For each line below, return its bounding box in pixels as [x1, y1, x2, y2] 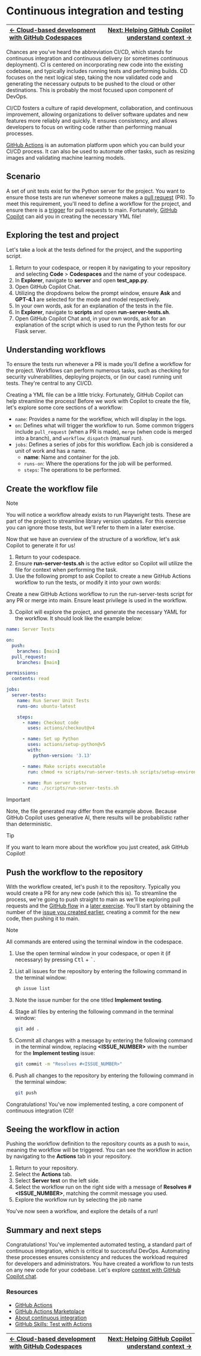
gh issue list [14, 986, 50, 992]
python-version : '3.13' [32, 752, 93, 758]
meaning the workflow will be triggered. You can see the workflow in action [6, 1147, 193, 1154]
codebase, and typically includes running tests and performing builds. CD [6, 67, 188, 74]
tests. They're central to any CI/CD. [6, 380, 93, 387]
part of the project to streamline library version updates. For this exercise [6, 517, 187, 525]
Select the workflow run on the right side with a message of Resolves [14, 1183, 187, 1191]
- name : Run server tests [22, 779, 87, 786]
